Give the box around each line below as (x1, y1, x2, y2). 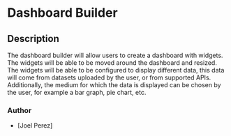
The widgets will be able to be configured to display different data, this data (7, 66, 225, 74)
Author (7, 105, 32, 115)
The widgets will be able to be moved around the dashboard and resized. (7, 59, 218, 67)
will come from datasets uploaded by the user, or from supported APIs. (7, 73, 211, 82)
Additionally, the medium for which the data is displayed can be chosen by (7, 81, 221, 89)
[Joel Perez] (17, 121, 53, 130)
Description (7, 33, 59, 45)
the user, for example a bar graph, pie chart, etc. (7, 89, 147, 96)
